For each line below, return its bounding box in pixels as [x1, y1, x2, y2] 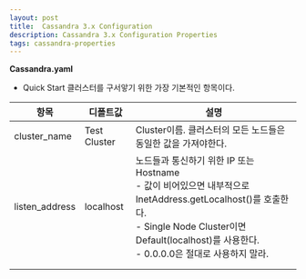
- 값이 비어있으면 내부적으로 [135, 179, 250, 192]
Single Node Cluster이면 [144, 220, 247, 233]
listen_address [14, 201, 76, 214]
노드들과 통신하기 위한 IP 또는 [135, 154, 255, 167]
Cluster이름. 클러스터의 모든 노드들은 [135, 124, 285, 136]
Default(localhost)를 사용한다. [135, 234, 260, 246]
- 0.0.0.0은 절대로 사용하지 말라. [135, 247, 269, 260]
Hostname [135, 166, 180, 179]
